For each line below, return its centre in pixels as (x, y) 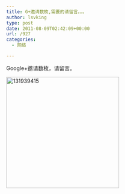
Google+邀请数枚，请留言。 (41, 68)
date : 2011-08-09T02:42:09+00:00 (48, 28)
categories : (21, 40)
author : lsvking (26, 17)
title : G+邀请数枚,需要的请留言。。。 (47, 12)
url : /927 (19, 34)
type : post (20, 23)
